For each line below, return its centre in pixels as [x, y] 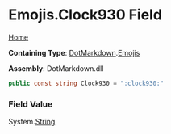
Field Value [31, 104]
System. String [32, 122]
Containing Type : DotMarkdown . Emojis [74, 52]
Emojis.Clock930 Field [85, 15]
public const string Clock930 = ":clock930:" [86, 83]
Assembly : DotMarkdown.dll [56, 68]
